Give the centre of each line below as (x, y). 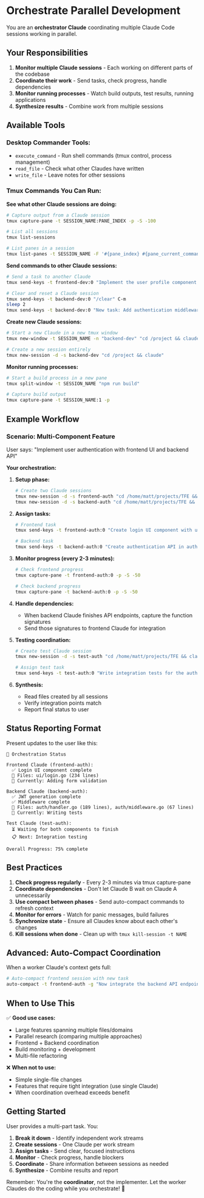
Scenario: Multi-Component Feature (61, 436)
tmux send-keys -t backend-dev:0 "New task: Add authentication (89, 310)
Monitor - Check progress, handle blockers (70, 1157)
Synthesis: (29, 685)
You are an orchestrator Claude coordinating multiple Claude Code (90, 27)
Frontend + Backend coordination (57, 1043)
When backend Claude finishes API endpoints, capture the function (108, 615)
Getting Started (36, 1112)
